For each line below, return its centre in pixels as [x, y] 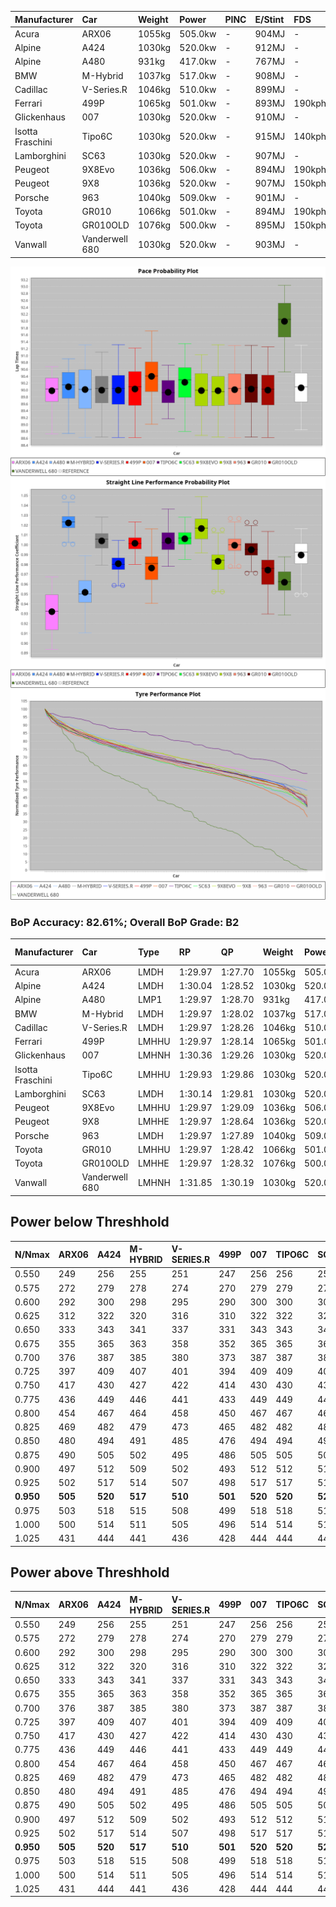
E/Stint [269, 19]
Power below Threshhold [90, 1222]
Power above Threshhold [90, 1572]
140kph [310, 136]
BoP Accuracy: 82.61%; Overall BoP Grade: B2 [125, 922]
